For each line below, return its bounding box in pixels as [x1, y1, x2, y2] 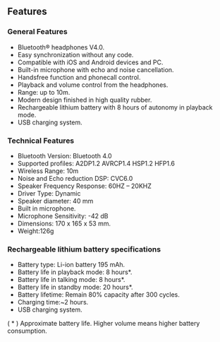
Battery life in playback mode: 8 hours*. [17, 268, 133, 276]
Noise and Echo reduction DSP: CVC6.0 [17, 174, 133, 182]
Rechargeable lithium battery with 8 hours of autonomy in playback [17, 102, 213, 112]
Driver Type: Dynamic [17, 189, 81, 197]
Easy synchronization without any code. [17, 50, 134, 59]
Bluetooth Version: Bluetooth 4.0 [17, 151, 112, 160]
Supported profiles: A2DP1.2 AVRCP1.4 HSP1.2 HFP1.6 [17, 159, 175, 167]
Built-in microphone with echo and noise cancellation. [17, 65, 174, 73]
